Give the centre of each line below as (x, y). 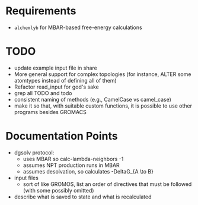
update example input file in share (55, 68)
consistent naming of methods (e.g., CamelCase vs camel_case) (92, 99)
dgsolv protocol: (34, 152)
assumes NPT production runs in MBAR (71, 165)
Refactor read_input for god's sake (56, 87)
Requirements (41, 11)
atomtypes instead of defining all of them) (65, 80)
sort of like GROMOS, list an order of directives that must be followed (107, 184)
